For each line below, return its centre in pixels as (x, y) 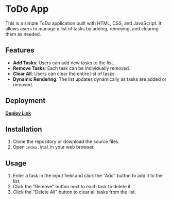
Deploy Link (18, 113)
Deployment (25, 101)
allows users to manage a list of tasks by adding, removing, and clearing (82, 28)
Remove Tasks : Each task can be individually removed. (71, 68)
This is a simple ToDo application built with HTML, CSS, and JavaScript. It (83, 23)
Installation (24, 129)
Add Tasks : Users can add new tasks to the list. (63, 63)
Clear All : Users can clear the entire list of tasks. (64, 74)
